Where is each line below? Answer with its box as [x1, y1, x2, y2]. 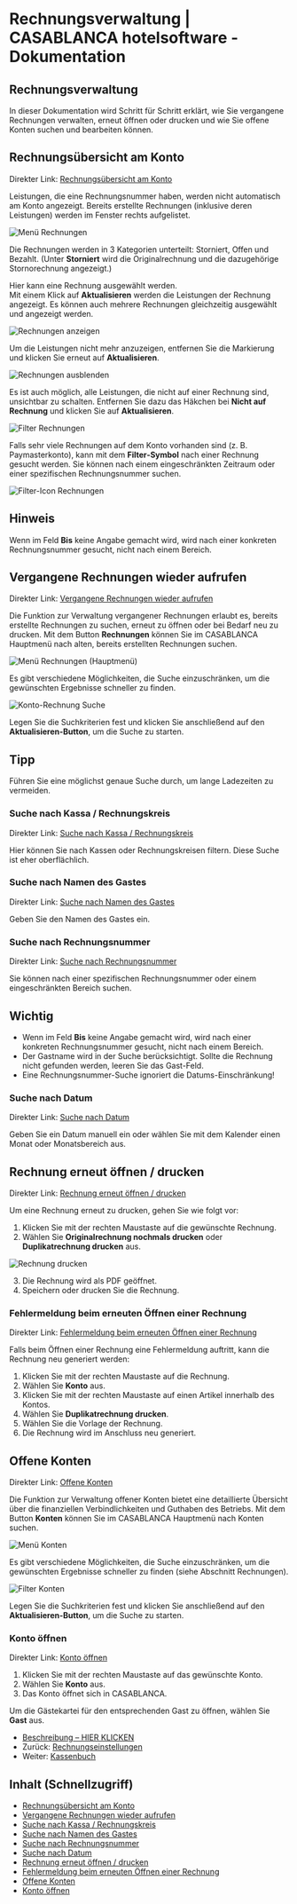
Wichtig [9, 1008, 54, 1023]
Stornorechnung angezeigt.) [9, 263, 113, 273]
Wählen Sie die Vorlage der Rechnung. [21, 1418, 163, 1429]
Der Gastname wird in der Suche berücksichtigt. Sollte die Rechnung [21, 1050, 273, 1061]
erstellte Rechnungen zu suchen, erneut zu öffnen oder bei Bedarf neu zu [9, 620, 279, 630]
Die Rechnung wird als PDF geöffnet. [21, 1276, 158, 1286]
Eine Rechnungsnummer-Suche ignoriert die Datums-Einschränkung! [21, 1070, 275, 1080]
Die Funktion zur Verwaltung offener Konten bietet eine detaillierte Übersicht [9, 1494, 288, 1505]
